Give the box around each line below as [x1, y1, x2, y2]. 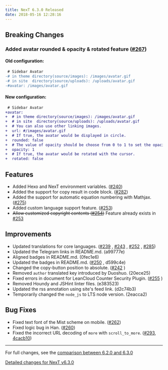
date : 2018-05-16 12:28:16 [5, 12, 61, 17]
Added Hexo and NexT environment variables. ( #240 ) [12, 183, 123, 190]
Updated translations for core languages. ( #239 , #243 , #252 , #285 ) [12, 243, 156, 249]
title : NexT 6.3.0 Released [5, 7, 64, 13]
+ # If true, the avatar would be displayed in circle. [5, 133, 126, 138]
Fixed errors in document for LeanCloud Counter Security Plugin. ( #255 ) [12, 275, 163, 281]
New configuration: [5, 94, 46, 100]
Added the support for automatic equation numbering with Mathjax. [12, 194, 151, 201]
